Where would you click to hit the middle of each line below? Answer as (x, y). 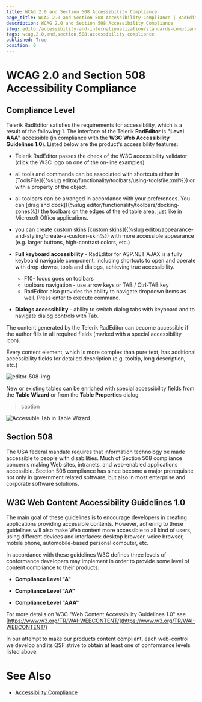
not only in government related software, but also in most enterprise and (96, 477)
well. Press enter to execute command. (72, 298)
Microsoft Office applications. (52, 217)
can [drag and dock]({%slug (50, 205)
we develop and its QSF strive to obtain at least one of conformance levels (98, 645)
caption (30, 406)
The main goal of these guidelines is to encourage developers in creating (97, 517)
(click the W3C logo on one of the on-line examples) (80, 162)
